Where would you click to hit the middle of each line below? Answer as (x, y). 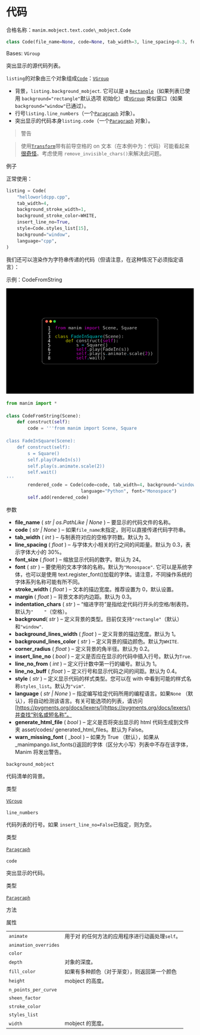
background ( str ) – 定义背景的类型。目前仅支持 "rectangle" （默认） (99, 619)
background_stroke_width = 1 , (51, 210)
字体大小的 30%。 (42, 552)
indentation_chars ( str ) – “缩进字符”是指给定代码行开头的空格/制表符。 (103, 604)
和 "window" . (29, 626)
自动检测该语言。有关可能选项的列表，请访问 (88, 701)
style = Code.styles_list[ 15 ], (53, 229)
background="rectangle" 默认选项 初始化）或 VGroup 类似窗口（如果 (102, 98)
